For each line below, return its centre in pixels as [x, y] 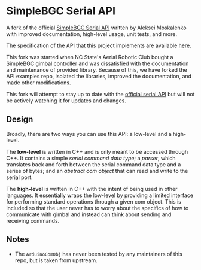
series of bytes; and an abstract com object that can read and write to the [97, 171]
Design [20, 119]
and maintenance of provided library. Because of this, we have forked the [97, 69]
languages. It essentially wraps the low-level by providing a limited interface [100, 195]
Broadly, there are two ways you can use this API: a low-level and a [89, 134]
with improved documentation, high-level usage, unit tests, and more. [92, 34]
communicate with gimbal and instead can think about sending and [89, 214]
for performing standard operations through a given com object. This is [94, 201]
